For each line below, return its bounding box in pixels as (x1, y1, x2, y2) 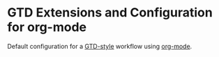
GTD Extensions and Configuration (7, 5, 213, 21)
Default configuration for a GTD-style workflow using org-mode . (7, 42, 192, 50)
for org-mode (7, 19, 87, 35)
